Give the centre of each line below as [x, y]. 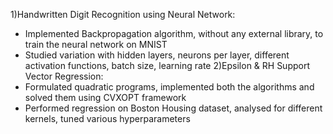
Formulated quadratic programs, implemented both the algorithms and [169, 87]
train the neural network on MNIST [96, 44]
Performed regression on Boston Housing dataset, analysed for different [173, 108]
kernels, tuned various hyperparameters [107, 118]
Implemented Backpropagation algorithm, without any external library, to [174, 33]
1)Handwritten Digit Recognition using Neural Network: [123, 14]
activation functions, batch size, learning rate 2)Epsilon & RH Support [167, 65]
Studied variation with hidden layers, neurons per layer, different [157, 55]
